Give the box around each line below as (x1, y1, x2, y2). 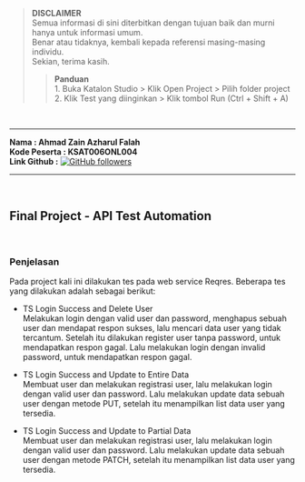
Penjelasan (9, 255, 60, 267)
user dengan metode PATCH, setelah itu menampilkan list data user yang (22, 455, 295, 466)
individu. (31, 46, 64, 57)
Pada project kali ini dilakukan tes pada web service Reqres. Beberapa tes (9, 276, 286, 287)
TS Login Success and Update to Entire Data (22, 369, 190, 380)
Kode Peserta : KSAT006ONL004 (9, 146, 138, 157)
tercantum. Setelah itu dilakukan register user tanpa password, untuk (22, 332, 281, 344)
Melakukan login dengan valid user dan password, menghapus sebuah (22, 313, 288, 324)
